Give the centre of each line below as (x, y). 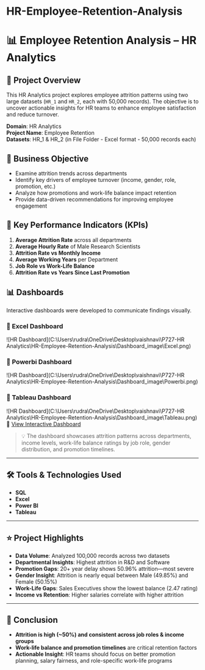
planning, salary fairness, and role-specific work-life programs (94, 660)
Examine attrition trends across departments (71, 173)
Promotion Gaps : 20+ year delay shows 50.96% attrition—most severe (104, 569)
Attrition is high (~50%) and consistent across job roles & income (99, 634)
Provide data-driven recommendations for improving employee (94, 199)
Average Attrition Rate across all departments (74, 239)
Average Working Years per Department (66, 259)
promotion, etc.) (35, 186)
